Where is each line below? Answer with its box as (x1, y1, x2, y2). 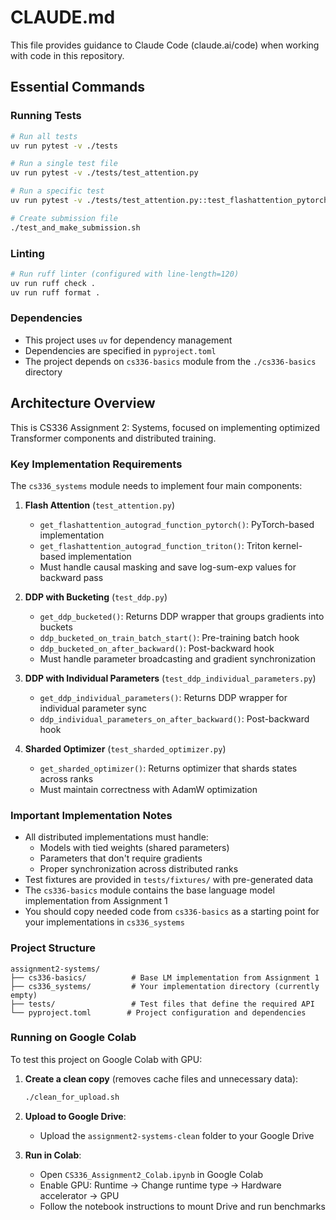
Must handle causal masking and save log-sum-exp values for (39, 561, 297, 573)
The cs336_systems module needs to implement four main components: (10, 479, 303, 491)
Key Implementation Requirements (10, 457, 183, 471)
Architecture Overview (10, 395, 156, 412)
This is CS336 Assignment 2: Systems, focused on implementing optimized (10, 421, 320, 433)
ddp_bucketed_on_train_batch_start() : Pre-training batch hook (39, 631, 300, 643)
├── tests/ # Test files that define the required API (10, 999, 315, 1009)
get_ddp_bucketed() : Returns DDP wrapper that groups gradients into (39, 610, 325, 622)
